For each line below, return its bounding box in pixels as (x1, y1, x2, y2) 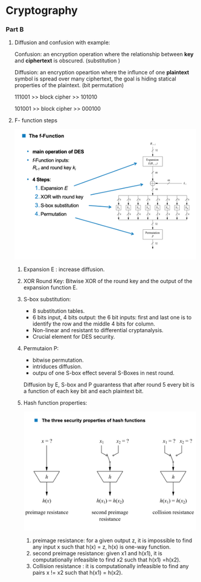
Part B (5, 25, 24, 34)
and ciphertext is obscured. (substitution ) (14, 57, 121, 64)
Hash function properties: (23, 399, 88, 406)
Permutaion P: (23, 344, 59, 351)
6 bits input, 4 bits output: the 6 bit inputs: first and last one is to (32, 313, 192, 321)
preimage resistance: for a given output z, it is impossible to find (32, 537, 193, 544)
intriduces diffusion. (32, 362, 83, 370)
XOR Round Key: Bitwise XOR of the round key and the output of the (23, 277, 193, 284)
